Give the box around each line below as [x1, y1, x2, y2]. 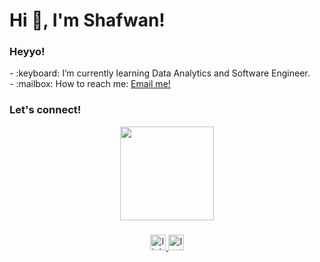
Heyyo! [9, 45, 46, 59]
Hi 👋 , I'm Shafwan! [9, 9, 166, 32]
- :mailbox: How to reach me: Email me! [9, 78, 171, 90]
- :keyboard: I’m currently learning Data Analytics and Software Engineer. [9, 67, 311, 79]
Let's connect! [9, 103, 82, 117]
